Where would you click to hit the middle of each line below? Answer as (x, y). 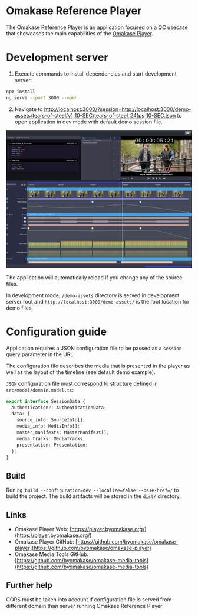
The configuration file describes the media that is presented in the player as (98, 366)
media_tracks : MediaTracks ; (51, 438)
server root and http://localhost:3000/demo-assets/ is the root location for (98, 301)
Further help (29, 585)
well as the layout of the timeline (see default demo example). (81, 372)
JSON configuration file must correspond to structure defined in (82, 383)
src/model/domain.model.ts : (40, 390)
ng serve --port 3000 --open (42, 98)
